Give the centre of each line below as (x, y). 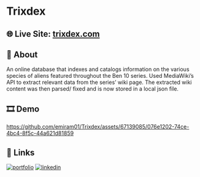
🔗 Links (21, 152)
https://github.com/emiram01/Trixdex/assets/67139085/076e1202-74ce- (98, 127)
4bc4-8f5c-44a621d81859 (40, 134)
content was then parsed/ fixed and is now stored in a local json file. (93, 89)
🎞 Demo (23, 109)
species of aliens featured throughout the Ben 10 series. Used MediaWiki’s (100, 76)
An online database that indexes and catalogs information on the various (98, 69)
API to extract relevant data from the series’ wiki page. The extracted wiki (99, 82)
